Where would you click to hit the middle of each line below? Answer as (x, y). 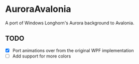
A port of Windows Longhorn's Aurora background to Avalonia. (70, 23)
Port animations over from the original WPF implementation (73, 50)
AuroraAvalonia (38, 9)
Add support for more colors (42, 56)
